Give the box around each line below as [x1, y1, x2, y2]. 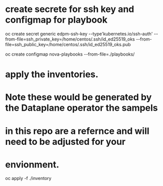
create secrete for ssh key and [5, 4, 134, 15]
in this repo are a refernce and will [5, 125, 149, 136]
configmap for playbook [5, 14, 108, 26]
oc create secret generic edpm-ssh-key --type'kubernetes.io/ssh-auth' [5, 31, 153, 37]
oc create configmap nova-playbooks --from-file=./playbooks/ [5, 51, 135, 57]
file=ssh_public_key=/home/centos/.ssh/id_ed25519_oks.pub [5, 41, 131, 47]
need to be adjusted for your [5, 136, 126, 147]
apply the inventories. [5, 69, 99, 80]
